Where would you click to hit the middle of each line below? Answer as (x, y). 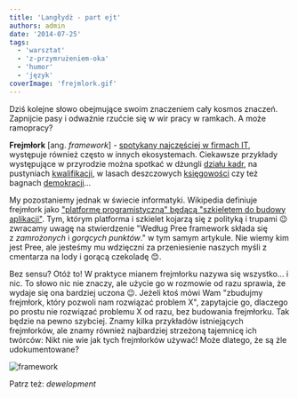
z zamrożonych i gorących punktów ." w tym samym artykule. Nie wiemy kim (149, 237)
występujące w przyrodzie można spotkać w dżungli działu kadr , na (133, 163)
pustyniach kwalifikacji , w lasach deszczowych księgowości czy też (133, 173)
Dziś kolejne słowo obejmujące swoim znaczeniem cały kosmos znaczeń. (144, 108)
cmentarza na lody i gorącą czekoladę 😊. (85, 256)
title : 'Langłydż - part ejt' (65, 17)
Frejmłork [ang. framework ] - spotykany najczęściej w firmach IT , (130, 145)
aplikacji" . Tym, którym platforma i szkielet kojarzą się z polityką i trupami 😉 (149, 219)
